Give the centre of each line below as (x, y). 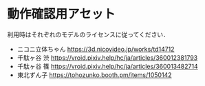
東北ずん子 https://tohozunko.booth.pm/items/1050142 (94, 75)
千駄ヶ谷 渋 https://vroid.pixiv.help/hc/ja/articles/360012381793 (107, 57)
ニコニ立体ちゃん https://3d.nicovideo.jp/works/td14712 (96, 49)
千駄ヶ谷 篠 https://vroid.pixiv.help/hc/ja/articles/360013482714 (107, 66)
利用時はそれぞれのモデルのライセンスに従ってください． (88, 34)
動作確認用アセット (61, 14)
